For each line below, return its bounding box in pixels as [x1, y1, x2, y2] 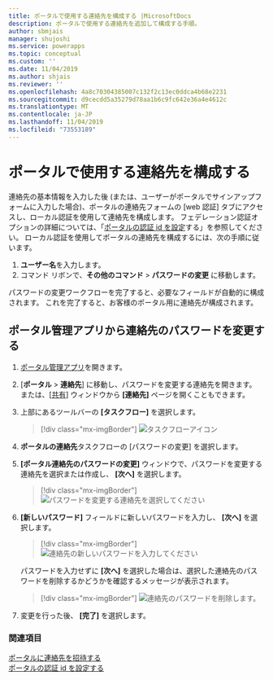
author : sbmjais [8, 27, 63, 35]
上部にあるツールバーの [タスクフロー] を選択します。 [19, 406, 201, 416]
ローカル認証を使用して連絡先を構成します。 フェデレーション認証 [29, 212, 252, 222]
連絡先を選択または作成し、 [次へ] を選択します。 [19, 469, 186, 479]
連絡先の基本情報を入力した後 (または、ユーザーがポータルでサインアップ [8, 191, 255, 201]
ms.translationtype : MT [8, 103, 89, 111]
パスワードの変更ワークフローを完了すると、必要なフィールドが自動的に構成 [8, 287, 265, 297]
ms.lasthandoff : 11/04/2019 [8, 118, 104, 126]
